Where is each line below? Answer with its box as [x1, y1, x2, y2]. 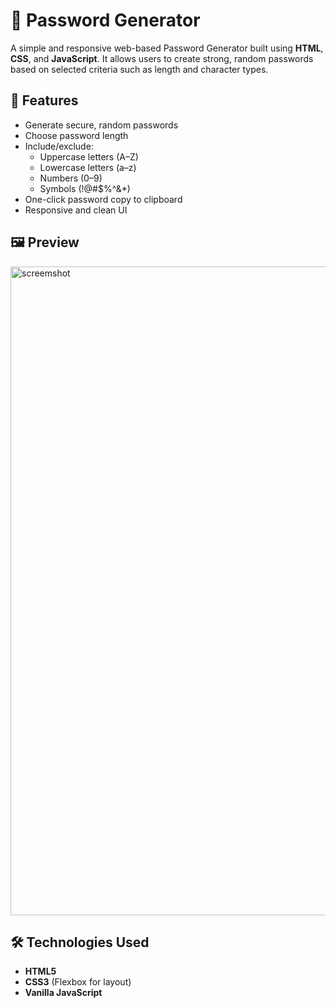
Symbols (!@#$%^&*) [39, 182, 131, 194]
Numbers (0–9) [39, 172, 103, 184]
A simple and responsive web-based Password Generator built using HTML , [10, 42, 324, 54]
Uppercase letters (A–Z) [39, 150, 139, 163]
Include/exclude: [24, 140, 94, 152]
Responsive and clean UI [24, 204, 128, 216]
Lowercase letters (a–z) [39, 161, 137, 173]
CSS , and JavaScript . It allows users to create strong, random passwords [10, 52, 314, 64]
